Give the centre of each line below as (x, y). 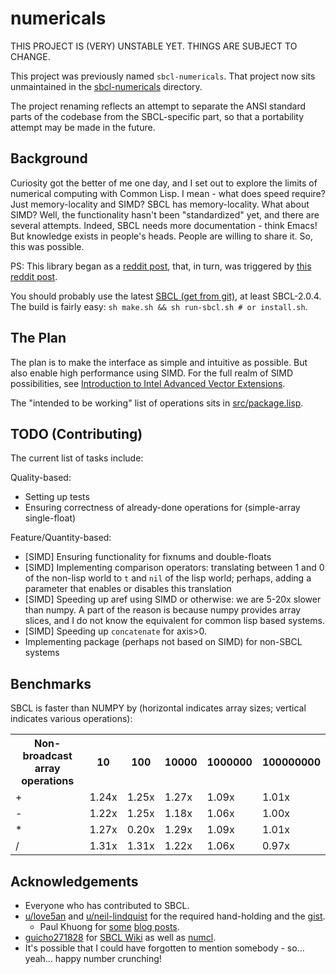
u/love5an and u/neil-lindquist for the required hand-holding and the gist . (175, 916)
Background (49, 158)
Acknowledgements (74, 881)
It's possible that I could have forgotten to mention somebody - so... (164, 948)
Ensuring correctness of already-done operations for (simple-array (162, 508)
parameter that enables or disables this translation (128, 589)
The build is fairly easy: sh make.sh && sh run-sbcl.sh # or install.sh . (159, 306)
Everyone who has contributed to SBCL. (107, 905)
